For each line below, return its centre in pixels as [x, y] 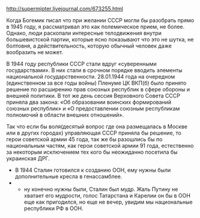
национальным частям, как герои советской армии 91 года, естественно [100, 146]
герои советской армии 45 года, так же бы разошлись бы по [84, 139]
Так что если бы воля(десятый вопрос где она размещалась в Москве [97, 126]
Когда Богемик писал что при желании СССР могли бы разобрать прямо [100, 20]
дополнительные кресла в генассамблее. [68, 176]
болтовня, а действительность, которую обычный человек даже [89, 46]
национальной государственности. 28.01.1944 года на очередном [91, 77]
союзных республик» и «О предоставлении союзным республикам [93, 108]
